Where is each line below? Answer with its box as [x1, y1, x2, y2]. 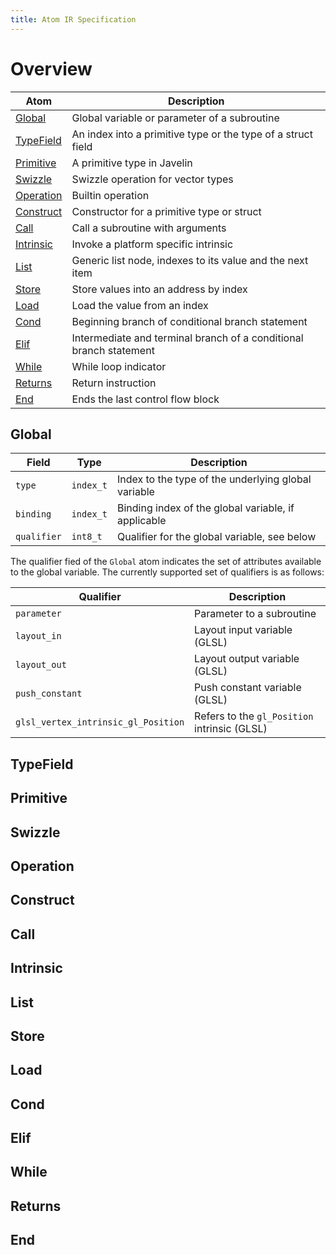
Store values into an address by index [71, 282, 248, 296]
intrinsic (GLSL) [194, 722, 268, 736]
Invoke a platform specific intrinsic [71, 237, 234, 251]
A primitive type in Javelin [71, 156, 193, 170]
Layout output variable [194, 652, 300, 666]
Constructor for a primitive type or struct [71, 204, 262, 218]
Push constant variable [194, 681, 302, 695]
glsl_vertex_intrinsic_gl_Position [15, 717, 185, 728]
